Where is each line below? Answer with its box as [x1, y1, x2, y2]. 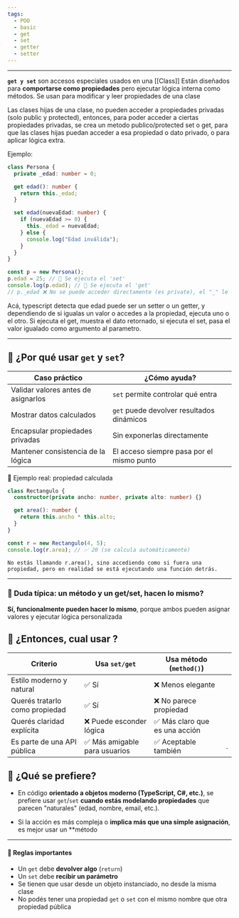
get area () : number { [14, 507, 78, 514]
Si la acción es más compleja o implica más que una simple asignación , [17, 818, 230, 827]
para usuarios [84, 745, 130, 755]
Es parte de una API [11, 737, 77, 747]
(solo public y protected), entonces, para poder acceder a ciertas [7, 113, 199, 121]
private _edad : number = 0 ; [14, 170, 97, 177]
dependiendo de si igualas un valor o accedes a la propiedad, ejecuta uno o [7, 308, 230, 318]
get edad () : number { [14, 183, 78, 190]
